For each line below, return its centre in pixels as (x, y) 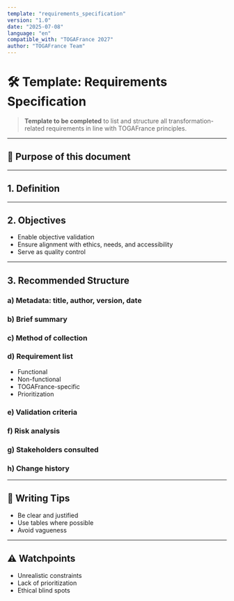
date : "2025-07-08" (36, 27)
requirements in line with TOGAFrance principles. (116, 128)
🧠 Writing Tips (39, 499)
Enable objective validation (56, 237)
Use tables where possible (55, 522)
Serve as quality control (51, 252)
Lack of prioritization (47, 583)
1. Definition (34, 189)
